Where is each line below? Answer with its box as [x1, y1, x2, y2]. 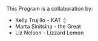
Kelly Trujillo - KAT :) [15, 17, 67, 23]
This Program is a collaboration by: [6, 5, 93, 12]
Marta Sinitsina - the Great [15, 23, 82, 30]
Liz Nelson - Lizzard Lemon [15, 29, 84, 36]
